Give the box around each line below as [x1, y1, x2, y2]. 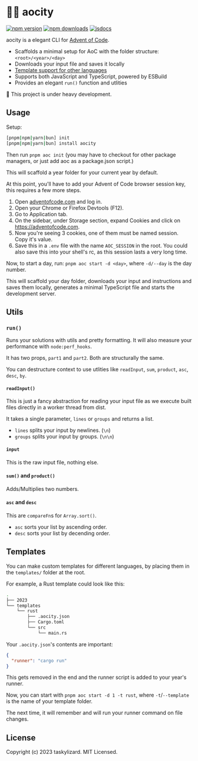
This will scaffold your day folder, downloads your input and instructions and [6, 277, 192, 284]
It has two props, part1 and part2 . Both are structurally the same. [6, 355, 164, 362]
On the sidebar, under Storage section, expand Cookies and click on [14, 217, 181, 224]
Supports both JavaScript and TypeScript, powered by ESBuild [14, 73, 167, 80]
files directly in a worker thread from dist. [6, 404, 107, 411]
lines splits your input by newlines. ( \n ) [14, 427, 111, 434]
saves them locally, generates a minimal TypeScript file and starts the [6, 284, 175, 291]
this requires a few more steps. [6, 186, 81, 194]
